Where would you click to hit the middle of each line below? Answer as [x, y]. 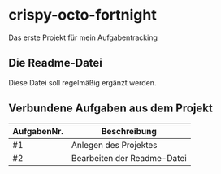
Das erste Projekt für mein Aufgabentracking [83, 37]
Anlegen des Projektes [114, 145]
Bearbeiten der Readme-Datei [129, 158]
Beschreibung [129, 131]
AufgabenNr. [38, 131]
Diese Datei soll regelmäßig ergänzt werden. [82, 82]
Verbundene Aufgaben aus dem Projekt [110, 109]
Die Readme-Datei [56, 63]
